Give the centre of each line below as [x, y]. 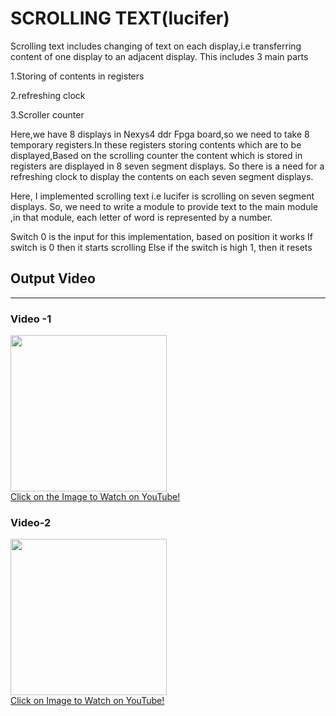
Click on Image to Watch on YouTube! [87, 701]
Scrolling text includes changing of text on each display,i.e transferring [156, 46]
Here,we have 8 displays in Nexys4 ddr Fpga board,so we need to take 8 [160, 134]
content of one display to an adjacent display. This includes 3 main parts [159, 56]
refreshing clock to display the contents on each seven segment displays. [162, 176]
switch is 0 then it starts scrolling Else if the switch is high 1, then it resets [161, 247]
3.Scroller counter [47, 114]
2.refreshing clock [48, 95]
